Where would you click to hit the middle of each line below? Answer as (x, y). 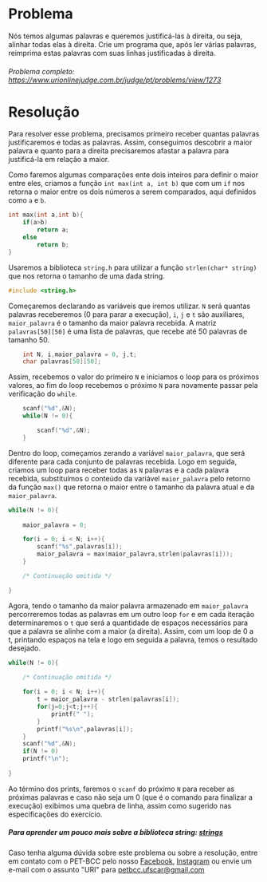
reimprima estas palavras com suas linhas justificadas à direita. (112, 53)
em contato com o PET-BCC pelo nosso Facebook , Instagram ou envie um (130, 861)
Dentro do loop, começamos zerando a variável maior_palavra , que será (127, 453)
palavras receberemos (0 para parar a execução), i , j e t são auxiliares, (126, 314)
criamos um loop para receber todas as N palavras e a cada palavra (119, 470)
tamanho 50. (29, 339)
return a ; (53, 230)
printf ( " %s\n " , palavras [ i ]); (85, 729)
